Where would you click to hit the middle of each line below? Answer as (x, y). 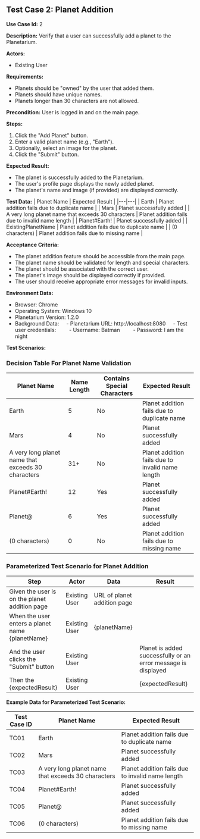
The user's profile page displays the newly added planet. (85, 183)
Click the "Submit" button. (47, 154)
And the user (27, 652)
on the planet (28, 599)
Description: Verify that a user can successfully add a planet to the (89, 36)
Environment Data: (30, 293)
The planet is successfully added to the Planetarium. (79, 177)
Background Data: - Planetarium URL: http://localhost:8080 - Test (101, 323)
